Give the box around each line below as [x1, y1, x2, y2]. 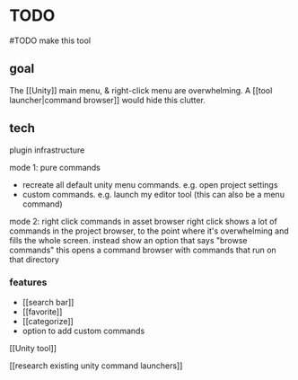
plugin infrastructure [9, 145, 85, 155]
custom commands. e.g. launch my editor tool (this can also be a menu [22, 189, 285, 199]
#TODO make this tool [9, 35, 92, 46]
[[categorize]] [22, 315, 74, 326]
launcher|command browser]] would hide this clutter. [9, 94, 206, 105]
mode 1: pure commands [9, 162, 101, 172]
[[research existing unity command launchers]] [9, 360, 183, 371]
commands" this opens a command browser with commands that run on [9, 244, 276, 255]
